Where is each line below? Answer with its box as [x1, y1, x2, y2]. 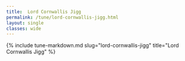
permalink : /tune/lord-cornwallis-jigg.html [6, 14, 119, 20]
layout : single [6, 20, 44, 26]
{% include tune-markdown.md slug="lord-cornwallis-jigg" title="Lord [6, 42, 179, 49]
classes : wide [6, 25, 42, 32]
